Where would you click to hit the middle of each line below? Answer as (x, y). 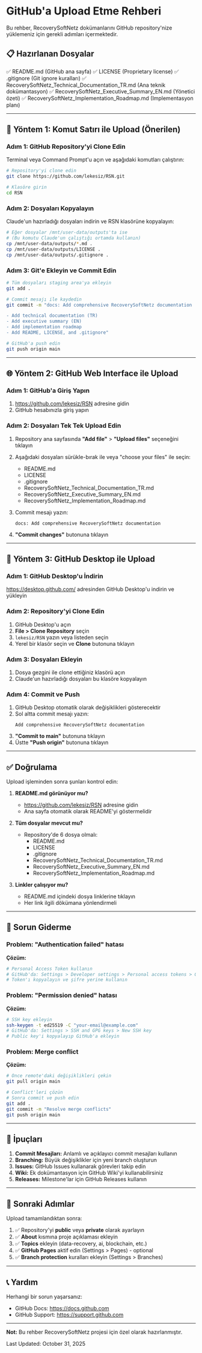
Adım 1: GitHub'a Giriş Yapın (48, 390)
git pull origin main (33, 1082)
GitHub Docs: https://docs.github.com (62, 1308)
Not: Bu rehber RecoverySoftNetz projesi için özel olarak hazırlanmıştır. (94, 1332)
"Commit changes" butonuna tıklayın (62, 534)
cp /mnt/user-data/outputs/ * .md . (50, 243)
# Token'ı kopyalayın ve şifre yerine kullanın (67, 980)
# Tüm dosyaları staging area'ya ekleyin (59, 283)
